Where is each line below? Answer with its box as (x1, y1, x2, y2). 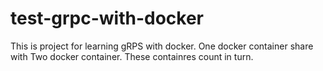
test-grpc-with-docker (10, 7, 204, 30)
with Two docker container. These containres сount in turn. (10, 50, 254, 62)
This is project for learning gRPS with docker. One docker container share (10, 40, 314, 52)
